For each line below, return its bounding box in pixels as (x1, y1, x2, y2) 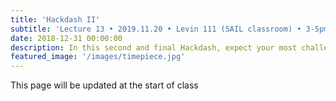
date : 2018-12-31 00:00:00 (10, 33, 123, 43)
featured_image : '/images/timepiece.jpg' (10, 52, 186, 62)
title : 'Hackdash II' (10, 14, 101, 25)
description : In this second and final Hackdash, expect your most (10, 42, 298, 53)
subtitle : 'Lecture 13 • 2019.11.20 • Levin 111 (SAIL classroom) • (10, 24, 302, 34)
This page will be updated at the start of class (10, 79, 199, 91)
